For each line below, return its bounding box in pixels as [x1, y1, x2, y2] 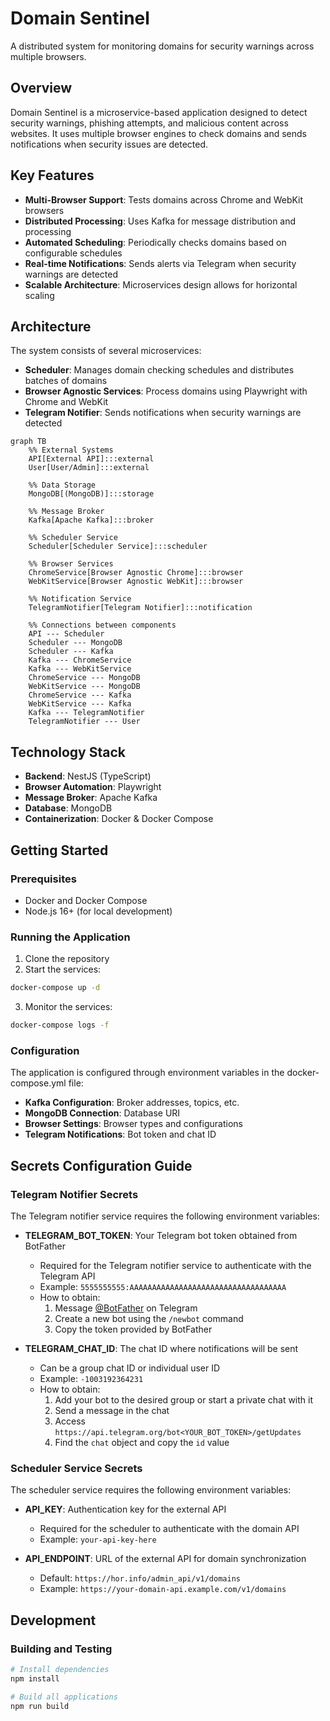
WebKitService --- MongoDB [28, 682, 141, 692]
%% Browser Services [28, 559, 114, 569]
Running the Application [10, 930, 131, 944]
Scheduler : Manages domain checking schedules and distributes [24, 364, 295, 376]
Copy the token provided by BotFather [54, 1323, 213, 1335]
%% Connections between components [28, 620, 177, 631]
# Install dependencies [10, 1664, 110, 1674]
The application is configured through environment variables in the [10, 1067, 285, 1079]
